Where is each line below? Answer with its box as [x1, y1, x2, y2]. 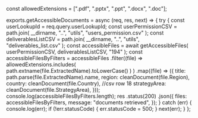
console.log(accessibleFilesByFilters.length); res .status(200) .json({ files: [6, 92, 187, 100]
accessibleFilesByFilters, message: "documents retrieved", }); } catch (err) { [6, 99, 192, 106]
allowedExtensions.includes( [6, 61, 76, 68]
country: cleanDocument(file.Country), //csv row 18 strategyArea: [6, 80, 166, 87]
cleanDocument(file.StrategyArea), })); [6, 86, 100, 93]
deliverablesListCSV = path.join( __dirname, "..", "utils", [6, 36, 140, 42]
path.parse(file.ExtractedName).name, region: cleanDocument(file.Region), [6, 74, 190, 80]
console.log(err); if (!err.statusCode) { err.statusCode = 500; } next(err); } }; [6, 105, 191, 112]
